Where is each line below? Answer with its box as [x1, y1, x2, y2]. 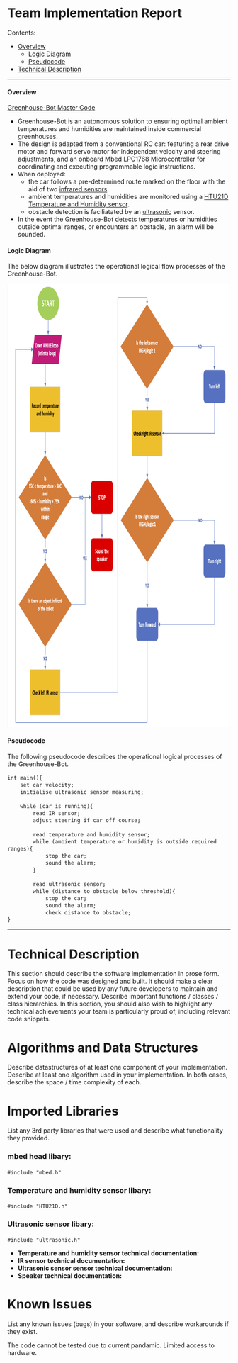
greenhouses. [17, 133, 58, 141]
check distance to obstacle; [45, 909, 132, 916]
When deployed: [17, 170, 66, 179]
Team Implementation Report [7, 5, 183, 21]
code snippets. [7, 1015, 51, 1023]
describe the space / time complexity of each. [7, 1078, 142, 1087]
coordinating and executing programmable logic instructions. [17, 162, 196, 171]
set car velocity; [20, 781, 74, 788]
